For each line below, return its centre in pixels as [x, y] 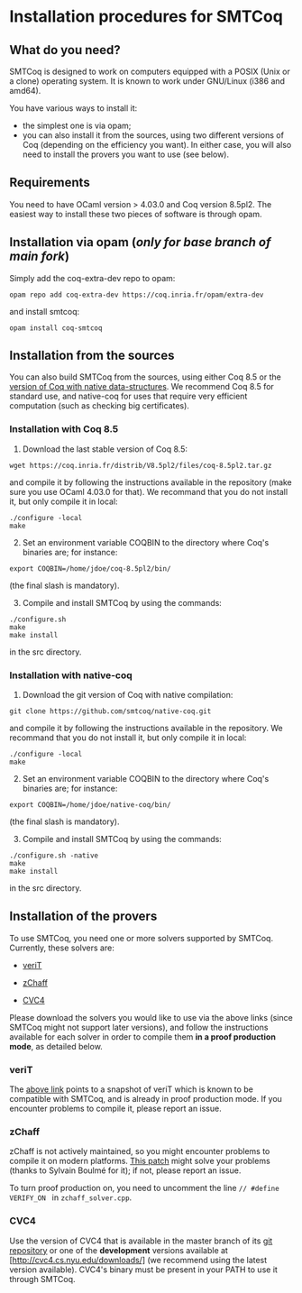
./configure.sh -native [54, 856]
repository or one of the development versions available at [119, 1250]
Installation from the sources [92, 356]
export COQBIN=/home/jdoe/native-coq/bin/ [90, 805]
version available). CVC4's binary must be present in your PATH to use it [143, 1270]
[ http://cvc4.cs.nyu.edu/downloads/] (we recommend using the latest [138, 1260]
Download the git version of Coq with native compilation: [128, 695]
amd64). [25, 91]
